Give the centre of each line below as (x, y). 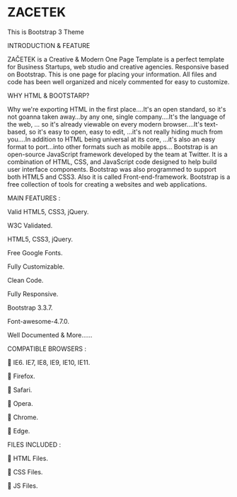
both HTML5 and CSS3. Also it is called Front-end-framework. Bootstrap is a (119, 177)
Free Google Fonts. (35, 252)
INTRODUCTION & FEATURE (49, 45)
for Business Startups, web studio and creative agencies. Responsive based (118, 66)
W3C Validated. (30, 225)
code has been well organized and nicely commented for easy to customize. (118, 81)
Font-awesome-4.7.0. (38, 321)
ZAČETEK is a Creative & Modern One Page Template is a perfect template (116, 59)
